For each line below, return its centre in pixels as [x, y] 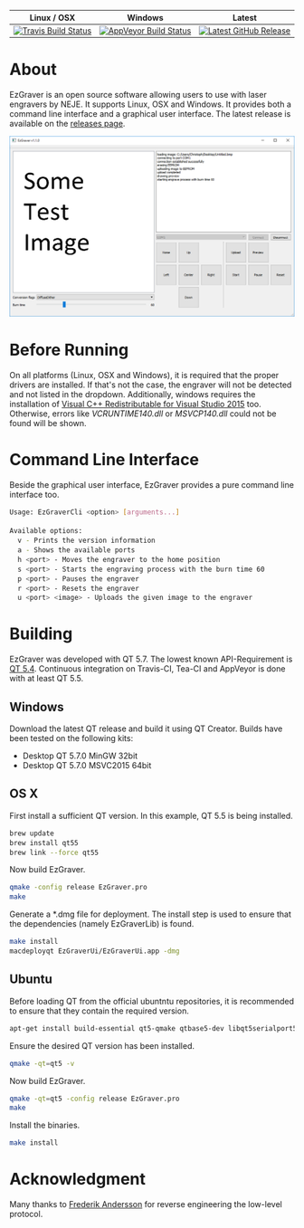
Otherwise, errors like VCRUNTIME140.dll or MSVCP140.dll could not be [143, 414]
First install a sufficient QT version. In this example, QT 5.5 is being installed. [152, 815]
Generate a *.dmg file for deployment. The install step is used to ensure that [150, 914]
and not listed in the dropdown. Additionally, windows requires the [133, 394]
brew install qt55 [44, 842]
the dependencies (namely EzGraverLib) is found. [102, 924]
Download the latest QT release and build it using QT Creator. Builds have [146, 728]
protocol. [26, 1214]
